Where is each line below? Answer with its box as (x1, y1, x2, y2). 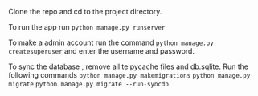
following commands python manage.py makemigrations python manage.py (8, 70, 251, 79)
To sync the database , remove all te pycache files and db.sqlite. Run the (8, 62, 249, 71)
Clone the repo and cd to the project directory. (8, 7, 162, 16)
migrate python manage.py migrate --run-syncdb (8, 80, 169, 88)
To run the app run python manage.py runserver (8, 22, 166, 31)
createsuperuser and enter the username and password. (8, 46, 195, 55)
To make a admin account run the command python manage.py (8, 38, 215, 47)
